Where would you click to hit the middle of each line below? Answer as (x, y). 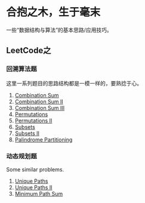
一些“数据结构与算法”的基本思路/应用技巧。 (59, 30)
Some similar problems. (35, 169)
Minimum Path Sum (39, 193)
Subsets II (27, 133)
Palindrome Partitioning (44, 139)
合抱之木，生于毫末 (53, 12)
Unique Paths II (33, 187)
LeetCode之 (29, 50)
